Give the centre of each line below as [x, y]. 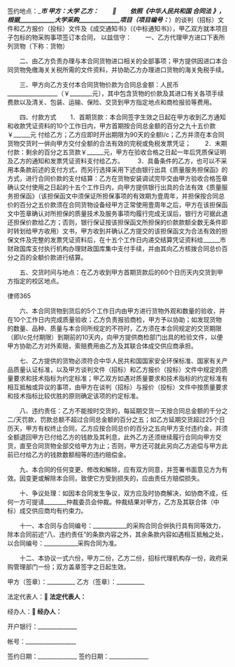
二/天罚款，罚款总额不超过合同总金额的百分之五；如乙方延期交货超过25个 [113, 419]
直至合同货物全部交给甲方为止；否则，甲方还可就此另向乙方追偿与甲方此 [123, 446]
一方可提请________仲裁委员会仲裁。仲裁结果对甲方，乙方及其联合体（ [113, 502]
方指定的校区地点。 [35, 281]
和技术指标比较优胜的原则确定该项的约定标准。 [74, 396]
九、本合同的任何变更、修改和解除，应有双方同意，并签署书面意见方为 [120, 470]
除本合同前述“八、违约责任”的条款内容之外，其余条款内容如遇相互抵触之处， [117, 534]
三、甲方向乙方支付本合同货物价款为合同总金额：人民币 [99, 85]
